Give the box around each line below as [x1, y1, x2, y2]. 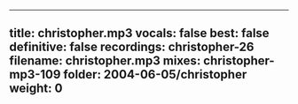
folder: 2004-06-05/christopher [63, 67, 247, 82]
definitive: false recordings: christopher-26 [9, 40, 255, 55]
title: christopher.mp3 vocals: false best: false [9, 26, 270, 41]
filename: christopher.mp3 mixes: [9, 54, 201, 69]
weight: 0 [9, 81, 63, 96]
